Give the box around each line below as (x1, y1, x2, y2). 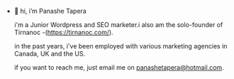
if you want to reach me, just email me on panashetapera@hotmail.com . (13, 63, 225, 71)
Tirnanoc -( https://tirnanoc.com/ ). (13, 28, 113, 36)
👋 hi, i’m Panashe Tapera (13, 7, 87, 15)
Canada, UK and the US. (13, 50, 86, 58)
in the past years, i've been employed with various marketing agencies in (13, 42, 228, 50)
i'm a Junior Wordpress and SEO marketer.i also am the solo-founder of (13, 21, 223, 28)
